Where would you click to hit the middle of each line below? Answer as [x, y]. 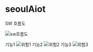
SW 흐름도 [15, 23]
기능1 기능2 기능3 [38, 44]
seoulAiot [25, 9]
